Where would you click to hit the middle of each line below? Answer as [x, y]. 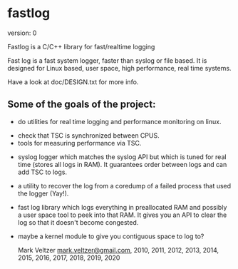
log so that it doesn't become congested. [78, 222]
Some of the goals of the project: [82, 105]
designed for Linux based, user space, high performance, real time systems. [119, 68]
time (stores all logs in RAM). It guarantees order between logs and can [122, 164]
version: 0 [22, 33]
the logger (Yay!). [43, 193]
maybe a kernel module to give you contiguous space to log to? [111, 236]
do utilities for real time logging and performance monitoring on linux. [119, 121]
